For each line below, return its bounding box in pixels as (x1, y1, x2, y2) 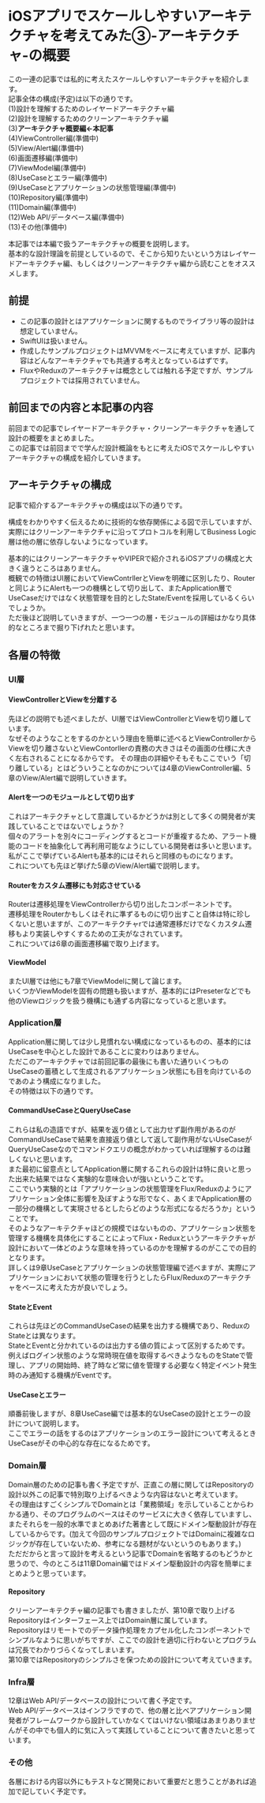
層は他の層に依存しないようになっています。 (8, 537, 152, 547)
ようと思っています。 (21, 1568, 91, 1578)
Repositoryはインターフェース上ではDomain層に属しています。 (8, 1615, 211, 1625)
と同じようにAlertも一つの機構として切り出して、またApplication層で (8, 583, 233, 593)
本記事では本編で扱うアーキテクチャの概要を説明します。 (8, 238, 194, 249)
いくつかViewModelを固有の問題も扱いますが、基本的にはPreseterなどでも (8, 986, 252, 995)
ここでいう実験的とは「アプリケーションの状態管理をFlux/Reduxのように (8, 1184, 245, 1193)
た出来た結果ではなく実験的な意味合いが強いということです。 (8, 1174, 208, 1184)
